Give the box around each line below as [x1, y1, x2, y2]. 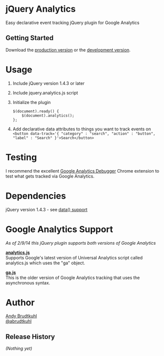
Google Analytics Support [5, 224, 113, 235]
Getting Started [5, 34, 54, 42]
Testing [5, 152, 37, 163]
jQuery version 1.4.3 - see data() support [5, 206, 88, 212]
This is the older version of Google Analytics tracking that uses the [5, 275, 140, 280]
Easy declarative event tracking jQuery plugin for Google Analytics [5, 20, 140, 25]
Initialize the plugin [12, 99, 51, 105]
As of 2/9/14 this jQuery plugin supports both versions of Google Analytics [5, 240, 156, 246]
